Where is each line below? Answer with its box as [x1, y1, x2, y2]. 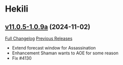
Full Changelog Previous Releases [5, 35, 73, 41]
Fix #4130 [12, 55, 32, 61]
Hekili [5, 3, 28, 15]
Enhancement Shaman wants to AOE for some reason [12, 50, 119, 56]
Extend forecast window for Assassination [12, 45, 96, 50]
